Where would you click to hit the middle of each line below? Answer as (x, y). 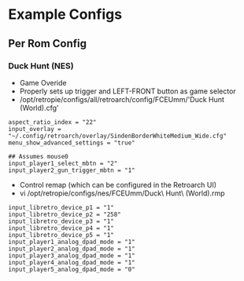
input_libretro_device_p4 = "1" (61, 228)
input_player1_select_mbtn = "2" (63, 163)
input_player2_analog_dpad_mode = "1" (72, 249)
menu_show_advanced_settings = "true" (72, 143)
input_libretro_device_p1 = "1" (61, 207)
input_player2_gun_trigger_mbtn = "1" (72, 170)
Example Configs (65, 15)
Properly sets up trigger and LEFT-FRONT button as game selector (128, 91)
